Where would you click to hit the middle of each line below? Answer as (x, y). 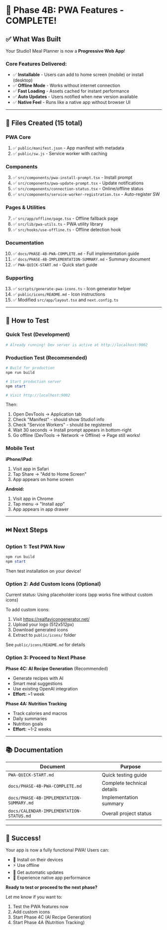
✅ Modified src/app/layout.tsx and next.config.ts (65, 300)
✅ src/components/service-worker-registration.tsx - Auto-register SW (86, 194)
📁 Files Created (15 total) (44, 123)
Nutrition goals (28, 724)
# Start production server (33, 381)
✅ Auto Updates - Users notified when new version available (75, 97)
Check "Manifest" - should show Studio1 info (58, 420)
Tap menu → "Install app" (39, 504)
